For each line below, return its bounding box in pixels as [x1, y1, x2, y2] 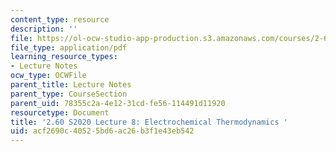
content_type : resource [10, 14, 110, 25]
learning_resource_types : [10, 52, 118, 62]
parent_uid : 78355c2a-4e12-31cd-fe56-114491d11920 [10, 98, 226, 108]
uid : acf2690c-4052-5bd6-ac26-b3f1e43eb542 [10, 126, 195, 136]
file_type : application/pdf [10, 42, 128, 53]
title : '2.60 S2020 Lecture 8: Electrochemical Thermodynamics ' [10, 117, 288, 127]
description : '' [10, 24, 78, 34]
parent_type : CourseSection [10, 89, 128, 99]
